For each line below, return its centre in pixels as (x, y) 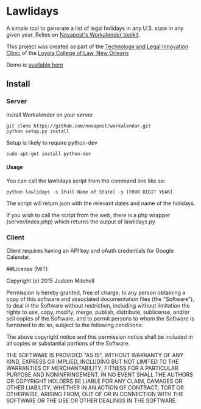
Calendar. (18, 257)
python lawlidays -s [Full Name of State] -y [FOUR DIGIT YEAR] (90, 192)
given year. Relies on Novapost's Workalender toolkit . (73, 34)
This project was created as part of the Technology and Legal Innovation (97, 46)
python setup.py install (38, 131)
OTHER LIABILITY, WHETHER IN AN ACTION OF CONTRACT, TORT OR (95, 388)
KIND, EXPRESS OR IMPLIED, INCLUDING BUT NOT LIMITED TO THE (93, 362)
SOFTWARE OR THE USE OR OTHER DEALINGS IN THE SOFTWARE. (92, 400)
